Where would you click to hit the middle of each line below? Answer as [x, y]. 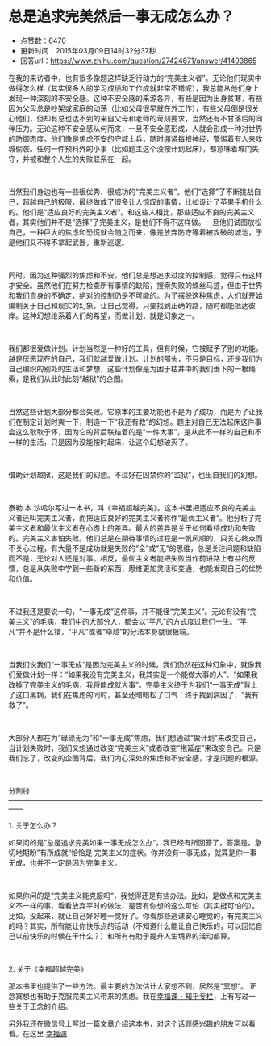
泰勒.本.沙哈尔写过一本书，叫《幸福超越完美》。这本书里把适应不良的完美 [129, 507]
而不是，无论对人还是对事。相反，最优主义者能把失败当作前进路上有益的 [128, 558]
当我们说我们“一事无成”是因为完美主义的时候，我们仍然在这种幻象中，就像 [132, 664]
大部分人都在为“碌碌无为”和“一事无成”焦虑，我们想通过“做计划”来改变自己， [134, 738]
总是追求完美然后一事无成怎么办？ [122, 17]
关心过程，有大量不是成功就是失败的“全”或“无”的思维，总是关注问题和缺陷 [138, 548]
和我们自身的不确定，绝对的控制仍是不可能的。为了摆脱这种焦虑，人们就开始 [135, 295]
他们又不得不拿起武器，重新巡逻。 [72, 242]
